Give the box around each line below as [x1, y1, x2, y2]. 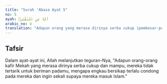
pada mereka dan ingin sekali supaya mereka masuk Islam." [5, 73, 128, 79]
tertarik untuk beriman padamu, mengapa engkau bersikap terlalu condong [5, 68, 159, 74]
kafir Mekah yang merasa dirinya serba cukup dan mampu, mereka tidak [5, 63, 154, 69]
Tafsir [5, 44, 24, 53]
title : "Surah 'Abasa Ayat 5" [5, 7, 68, 12]
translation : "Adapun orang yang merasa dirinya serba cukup [5, 26, 135, 31]
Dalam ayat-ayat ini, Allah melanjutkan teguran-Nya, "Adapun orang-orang [5, 57, 158, 63]
